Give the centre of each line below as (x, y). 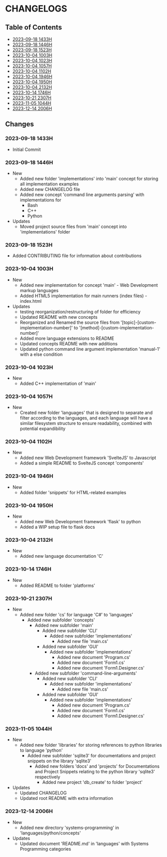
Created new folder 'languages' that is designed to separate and (86, 413)
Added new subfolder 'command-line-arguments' (86, 673)
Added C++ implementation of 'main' (58, 383)
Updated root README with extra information (66, 798)
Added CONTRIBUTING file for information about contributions (77, 256)
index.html (30, 301)
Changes (19, 124)
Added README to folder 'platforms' (57, 585)
